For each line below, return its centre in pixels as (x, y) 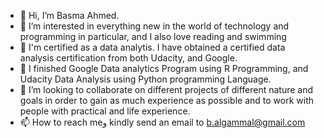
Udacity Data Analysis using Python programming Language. (145, 79)
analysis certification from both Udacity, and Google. (128, 58)
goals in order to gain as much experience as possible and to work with (167, 100)
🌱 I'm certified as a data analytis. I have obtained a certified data (152, 47)
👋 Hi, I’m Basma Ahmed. (69, 15)
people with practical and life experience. (105, 111)
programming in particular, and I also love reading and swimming (153, 36)
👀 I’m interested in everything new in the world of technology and (154, 26)
